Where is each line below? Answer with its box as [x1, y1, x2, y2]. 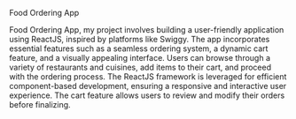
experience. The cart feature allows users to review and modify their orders [9, 90, 285, 100]
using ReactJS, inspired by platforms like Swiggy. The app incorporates [9, 34, 270, 44]
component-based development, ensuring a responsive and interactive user [9, 81, 287, 91]
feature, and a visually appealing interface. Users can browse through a [9, 53, 271, 63]
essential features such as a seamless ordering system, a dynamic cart [9, 43, 269, 54]
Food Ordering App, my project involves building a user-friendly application [9, 25, 284, 34]
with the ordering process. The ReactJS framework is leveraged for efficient [9, 71, 287, 82]
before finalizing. [9, 100, 71, 109]
